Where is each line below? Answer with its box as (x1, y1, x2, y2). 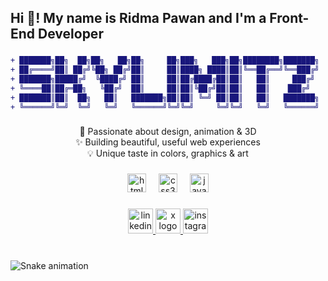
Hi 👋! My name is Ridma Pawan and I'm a (10, 10, 267, 27)
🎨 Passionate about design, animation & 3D (79, 126, 257, 138)
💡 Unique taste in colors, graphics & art (87, 147, 249, 160)
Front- (269, 10, 310, 27)
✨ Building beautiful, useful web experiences (75, 136, 261, 148)
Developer (38, 26, 104, 43)
